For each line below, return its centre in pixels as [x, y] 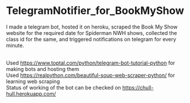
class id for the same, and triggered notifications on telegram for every [91, 39]
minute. [15, 45]
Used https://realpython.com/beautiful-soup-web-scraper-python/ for [91, 75]
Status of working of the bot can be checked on [64, 87]
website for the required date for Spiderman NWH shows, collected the [91, 33]
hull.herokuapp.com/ [31, 94]
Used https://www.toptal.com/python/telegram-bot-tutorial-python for [91, 63]
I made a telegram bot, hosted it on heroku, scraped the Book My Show [92, 27]
